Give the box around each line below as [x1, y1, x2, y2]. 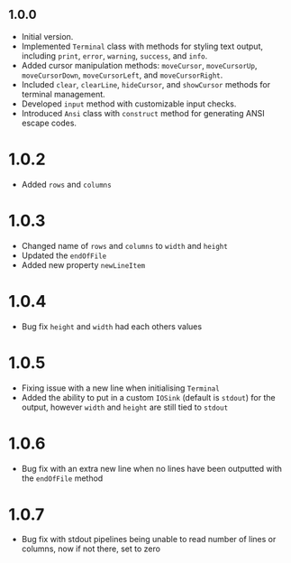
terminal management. [21, 88, 105, 99]
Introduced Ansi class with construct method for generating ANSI [21, 107, 265, 118]
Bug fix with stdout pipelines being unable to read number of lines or [21, 534, 277, 545]
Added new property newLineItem [21, 259, 146, 270]
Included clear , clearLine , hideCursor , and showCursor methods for [21, 78, 271, 89]
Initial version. [21, 31, 74, 42]
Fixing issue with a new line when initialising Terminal [21, 383, 220, 393]
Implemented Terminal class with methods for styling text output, [21, 41, 263, 51]
